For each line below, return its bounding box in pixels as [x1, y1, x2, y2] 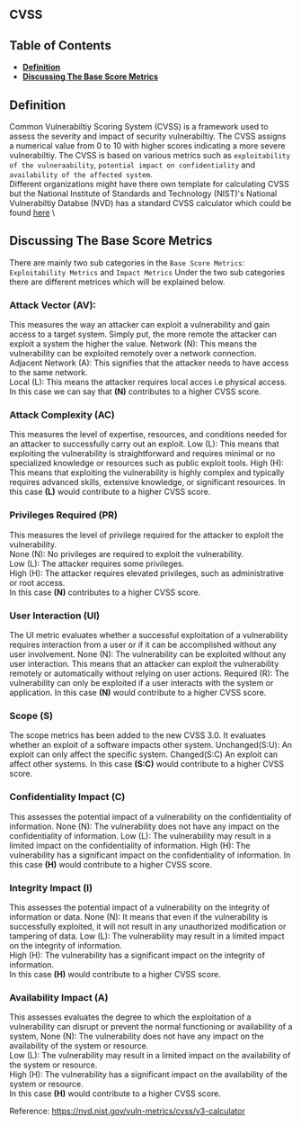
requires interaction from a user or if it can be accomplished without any [9, 639, 277, 651]
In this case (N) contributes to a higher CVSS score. [9, 587, 201, 598]
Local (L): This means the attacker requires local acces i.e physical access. [9, 377, 288, 388]
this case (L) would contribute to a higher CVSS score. [9, 486, 211, 498]
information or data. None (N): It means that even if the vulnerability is [9, 911, 268, 922]
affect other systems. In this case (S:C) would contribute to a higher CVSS [9, 759, 285, 769]
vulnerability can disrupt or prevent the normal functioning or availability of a [9, 1021, 293, 1032]
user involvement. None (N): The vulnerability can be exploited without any [9, 649, 287, 660]
